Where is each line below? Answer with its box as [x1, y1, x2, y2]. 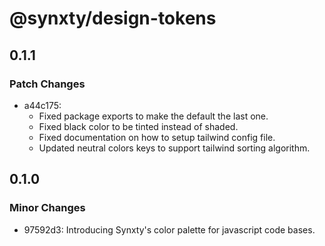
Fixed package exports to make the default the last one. [38, 110, 269, 122]
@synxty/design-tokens [9, 7, 217, 30]
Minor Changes [9, 201, 86, 215]
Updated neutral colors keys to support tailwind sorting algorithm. [38, 142, 311, 154]
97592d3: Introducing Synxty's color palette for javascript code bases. [23, 223, 316, 236]
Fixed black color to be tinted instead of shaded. [38, 120, 239, 132]
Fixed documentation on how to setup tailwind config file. [38, 131, 276, 143]
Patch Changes [9, 77, 86, 91]
